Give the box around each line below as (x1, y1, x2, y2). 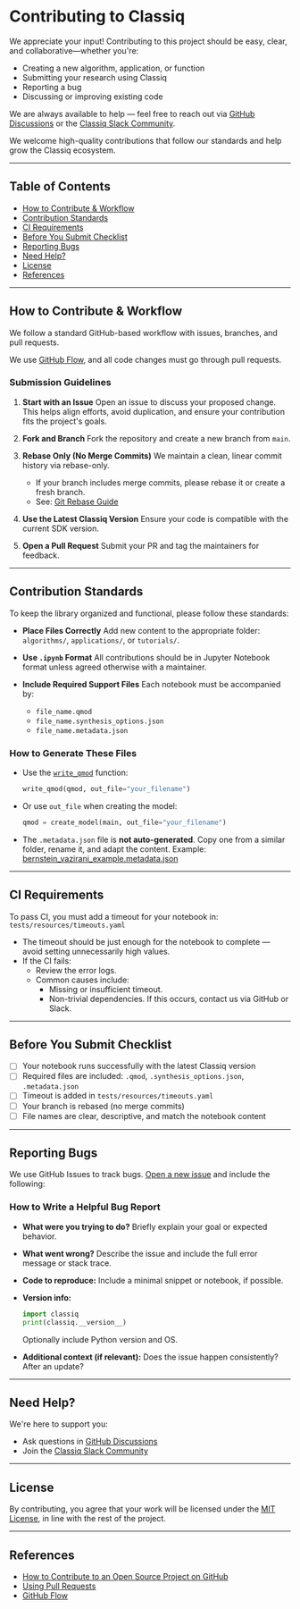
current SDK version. (21, 523, 100, 534)
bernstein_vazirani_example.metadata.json (21, 853, 179, 863)
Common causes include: (35, 974, 129, 985)
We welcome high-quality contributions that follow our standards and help (9, 135, 282, 146)
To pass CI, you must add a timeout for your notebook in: (9, 911, 219, 922)
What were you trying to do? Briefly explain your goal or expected (21, 1221, 268, 1232)
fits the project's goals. (21, 416, 107, 426)
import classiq (21, 1310, 79, 1318)
